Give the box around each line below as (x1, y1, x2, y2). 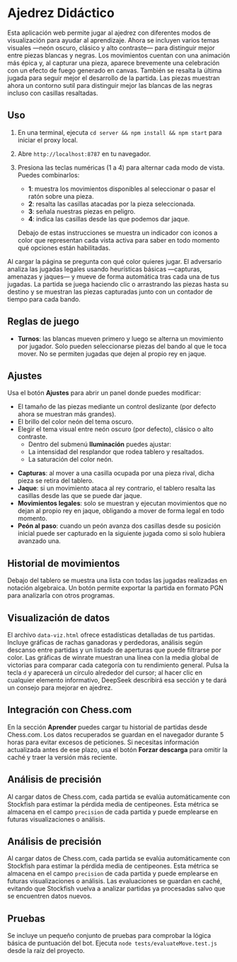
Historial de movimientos (7, 557, 120, 569)
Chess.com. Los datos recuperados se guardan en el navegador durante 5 (7, 730, 224, 739)
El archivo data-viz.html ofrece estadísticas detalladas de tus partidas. (7, 631, 216, 639)
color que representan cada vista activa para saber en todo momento (17, 236, 220, 244)
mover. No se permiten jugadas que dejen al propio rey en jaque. (17, 349, 207, 358)
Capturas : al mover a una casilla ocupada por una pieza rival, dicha (17, 469, 214, 477)
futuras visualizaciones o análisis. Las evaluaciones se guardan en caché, (7, 877, 223, 885)
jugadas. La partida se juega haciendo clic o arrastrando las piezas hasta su (7, 280, 229, 288)
